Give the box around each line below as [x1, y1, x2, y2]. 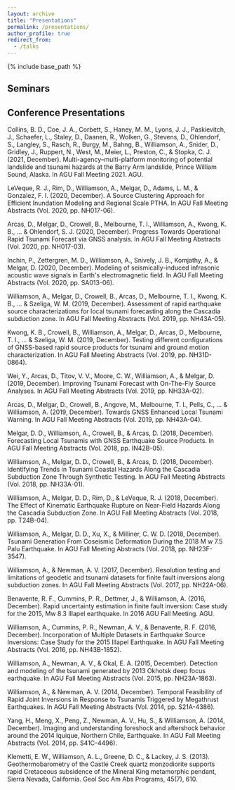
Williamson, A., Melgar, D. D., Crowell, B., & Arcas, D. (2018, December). [7, 458, 214, 466]
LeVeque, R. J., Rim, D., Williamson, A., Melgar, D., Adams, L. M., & [7, 184, 199, 192]
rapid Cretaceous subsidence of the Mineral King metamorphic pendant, [7, 767, 217, 776]
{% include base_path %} [7, 63, 81, 70]
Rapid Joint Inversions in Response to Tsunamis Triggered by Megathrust [7, 695, 219, 704]
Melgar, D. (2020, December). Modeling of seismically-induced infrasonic [7, 263, 220, 272]
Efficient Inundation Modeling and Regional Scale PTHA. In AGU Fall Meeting [7, 199, 229, 208]
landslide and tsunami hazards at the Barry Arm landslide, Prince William [7, 163, 217, 171]
